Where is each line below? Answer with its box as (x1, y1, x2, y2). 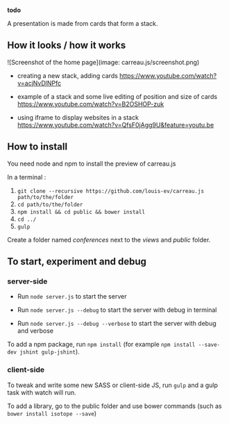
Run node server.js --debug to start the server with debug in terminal (17, 306, 217, 314)
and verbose (17, 327, 54, 335)
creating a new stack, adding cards (17, 71, 118, 79)
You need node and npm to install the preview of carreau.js (7, 159, 176, 168)
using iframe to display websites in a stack (17, 113, 139, 121)
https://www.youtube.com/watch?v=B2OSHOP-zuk (17, 100, 164, 108)
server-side (7, 276, 48, 286)
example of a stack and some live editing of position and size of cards (17, 92, 217, 100)
